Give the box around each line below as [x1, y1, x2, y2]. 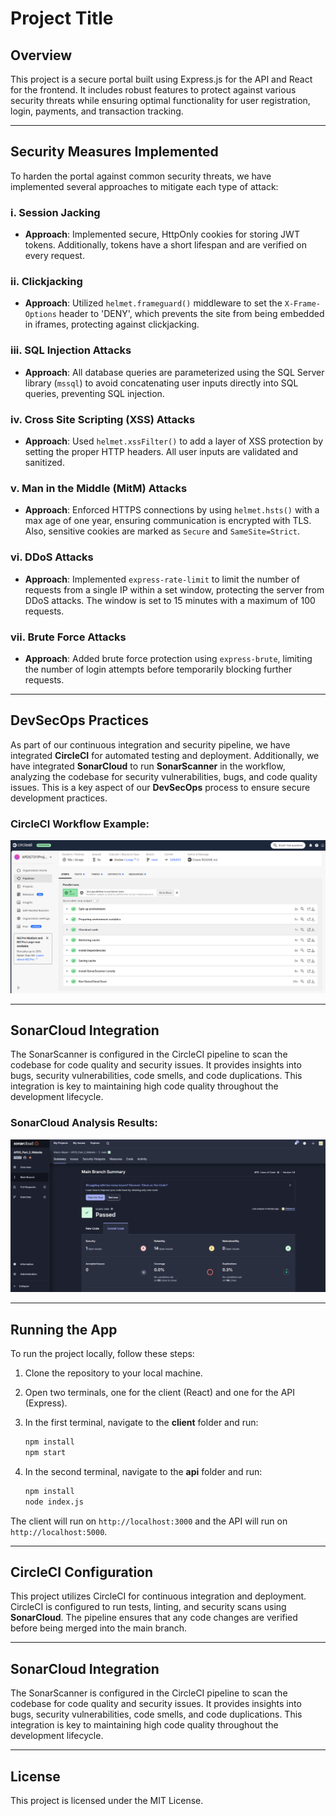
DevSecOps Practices [10, 712, 150, 729]
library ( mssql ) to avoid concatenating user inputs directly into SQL [24, 377, 299, 389]
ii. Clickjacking [10, 275, 83, 289]
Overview [10, 47, 73, 64]
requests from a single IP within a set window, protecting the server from [24, 583, 325, 596]
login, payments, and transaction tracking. [10, 105, 184, 117]
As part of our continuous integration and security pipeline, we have [10, 738, 291, 751]
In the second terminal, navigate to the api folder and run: [24, 1465, 263, 1477]
